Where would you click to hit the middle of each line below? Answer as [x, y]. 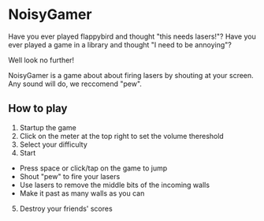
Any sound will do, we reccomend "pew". [75, 84]
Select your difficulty [54, 144]
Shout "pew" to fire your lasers [70, 176]
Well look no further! [41, 60]
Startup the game [48, 127]
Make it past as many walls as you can [82, 193]
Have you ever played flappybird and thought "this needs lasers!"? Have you [132, 36]
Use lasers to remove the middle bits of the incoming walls [115, 185]
